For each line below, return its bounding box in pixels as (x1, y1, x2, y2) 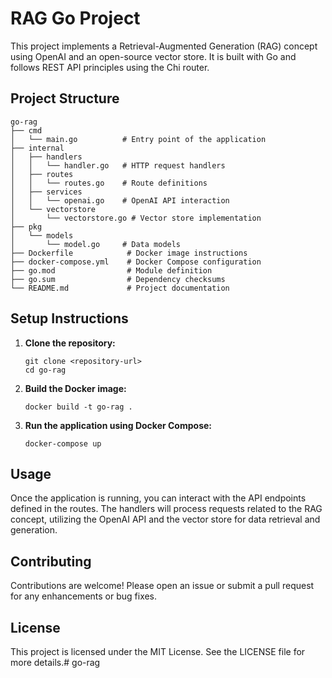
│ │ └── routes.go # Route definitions (10, 178, 208, 188)
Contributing (10, 553, 92, 570)
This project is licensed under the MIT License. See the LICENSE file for (10, 646, 306, 657)
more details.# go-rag (10, 657, 101, 668)
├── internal (10, 143, 65, 153)
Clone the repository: (24, 337, 116, 349)
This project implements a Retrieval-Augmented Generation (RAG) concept (10, 40, 318, 52)
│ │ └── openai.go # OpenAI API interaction (10, 195, 230, 206)
